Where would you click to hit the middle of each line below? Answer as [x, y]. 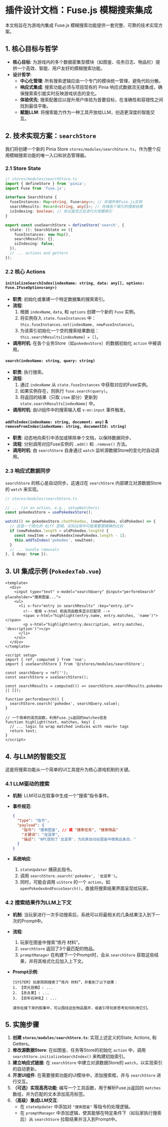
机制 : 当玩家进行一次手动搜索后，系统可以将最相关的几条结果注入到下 [84, 914]
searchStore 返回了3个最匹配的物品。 [58, 949]
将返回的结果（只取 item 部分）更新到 [59, 397]
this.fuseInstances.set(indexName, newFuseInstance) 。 [78, 324]
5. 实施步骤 [22, 1024]
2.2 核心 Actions [25, 271]
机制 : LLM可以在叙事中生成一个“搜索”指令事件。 [62, 796]
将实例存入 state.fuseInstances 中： [58, 318]
